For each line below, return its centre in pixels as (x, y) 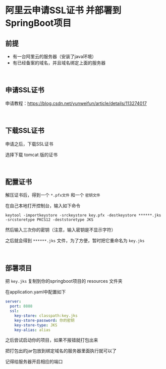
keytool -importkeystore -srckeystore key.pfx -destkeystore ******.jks (83, 215)
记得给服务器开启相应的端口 (34, 362)
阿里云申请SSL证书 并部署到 (63, 10)
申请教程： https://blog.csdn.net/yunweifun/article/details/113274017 (76, 103)
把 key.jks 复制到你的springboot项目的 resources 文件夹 (64, 281)
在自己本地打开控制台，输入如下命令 (43, 206)
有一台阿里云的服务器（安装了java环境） (54, 57)
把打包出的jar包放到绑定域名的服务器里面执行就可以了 (61, 351)
